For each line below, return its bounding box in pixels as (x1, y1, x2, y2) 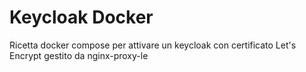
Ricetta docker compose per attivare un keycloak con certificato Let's (9, 39, 297, 51)
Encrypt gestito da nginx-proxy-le (9, 49, 149, 61)
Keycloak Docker (9, 6, 154, 29)
